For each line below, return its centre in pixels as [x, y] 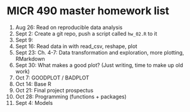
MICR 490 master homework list [88, 11]
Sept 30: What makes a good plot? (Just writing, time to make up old [99, 65]
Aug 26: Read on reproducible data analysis [69, 27]
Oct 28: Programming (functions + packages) [71, 97]
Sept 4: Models [34, 103]
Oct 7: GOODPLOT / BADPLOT [52, 78]
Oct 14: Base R [33, 84]
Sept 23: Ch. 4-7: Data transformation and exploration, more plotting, [100, 52]
